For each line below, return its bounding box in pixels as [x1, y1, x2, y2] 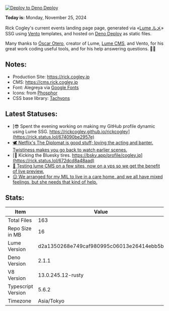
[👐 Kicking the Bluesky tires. [12, 152, 71, 158]
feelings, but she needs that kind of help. [12, 179, 98, 185]
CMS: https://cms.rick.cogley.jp [12, 79, 78, 85]
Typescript [8, 283, 34, 290]
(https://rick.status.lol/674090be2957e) [12, 134, 95, 140]
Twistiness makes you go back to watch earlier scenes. [12, 147, 127, 153]
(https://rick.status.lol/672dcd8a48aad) [12, 157, 95, 163]
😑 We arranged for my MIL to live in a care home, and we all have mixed [12, 173, 163, 179]
